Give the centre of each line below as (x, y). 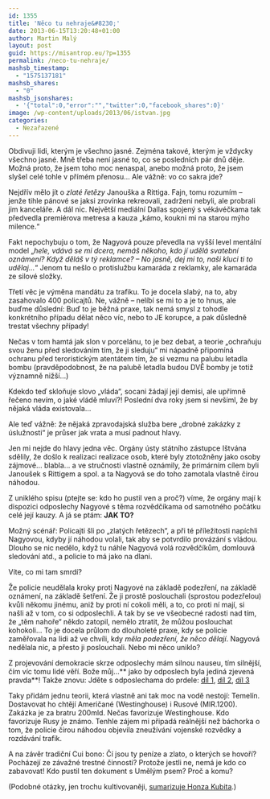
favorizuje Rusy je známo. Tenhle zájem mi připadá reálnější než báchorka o (134, 721)
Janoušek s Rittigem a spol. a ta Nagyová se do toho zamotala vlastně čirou (133, 474)
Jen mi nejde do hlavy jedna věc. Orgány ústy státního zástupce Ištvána (127, 448)
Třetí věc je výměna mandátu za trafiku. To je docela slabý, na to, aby (123, 291)
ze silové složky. (35, 276)
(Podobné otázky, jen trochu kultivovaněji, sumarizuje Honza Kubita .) (123, 786)
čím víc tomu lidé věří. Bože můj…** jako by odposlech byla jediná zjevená (131, 671)
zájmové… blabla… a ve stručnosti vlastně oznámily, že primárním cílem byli (134, 465)
